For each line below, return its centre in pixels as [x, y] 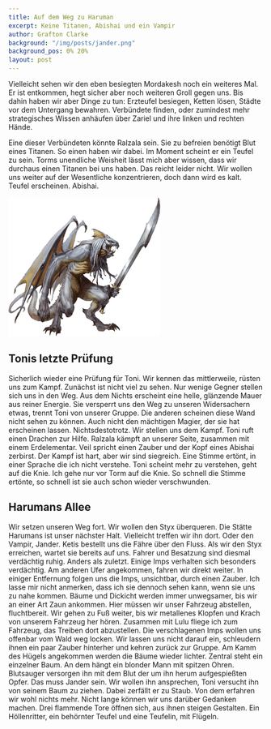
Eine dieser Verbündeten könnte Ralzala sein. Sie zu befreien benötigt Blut [132, 143]
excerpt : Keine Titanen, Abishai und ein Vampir [92, 26]
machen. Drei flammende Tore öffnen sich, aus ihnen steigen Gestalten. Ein [134, 708]
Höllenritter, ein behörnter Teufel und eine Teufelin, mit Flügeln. [114, 716]
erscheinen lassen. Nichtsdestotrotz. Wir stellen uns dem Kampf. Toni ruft [131, 430]
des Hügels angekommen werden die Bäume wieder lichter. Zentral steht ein [135, 656]
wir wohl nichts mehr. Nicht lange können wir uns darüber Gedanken [123, 699]
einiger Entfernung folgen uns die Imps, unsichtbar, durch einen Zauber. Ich [134, 578]
